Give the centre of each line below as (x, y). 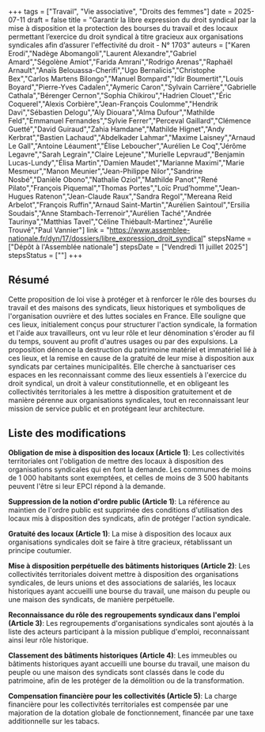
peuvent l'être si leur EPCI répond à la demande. (87, 486)
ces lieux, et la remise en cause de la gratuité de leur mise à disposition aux (131, 358)
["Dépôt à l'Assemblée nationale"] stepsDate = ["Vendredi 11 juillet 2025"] (128, 247)
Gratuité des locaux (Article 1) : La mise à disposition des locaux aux (120, 533)
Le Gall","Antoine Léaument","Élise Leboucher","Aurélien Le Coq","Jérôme (127, 146)
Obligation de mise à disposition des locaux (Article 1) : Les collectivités (127, 452)
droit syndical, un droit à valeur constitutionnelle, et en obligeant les (119, 383)
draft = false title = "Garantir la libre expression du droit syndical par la (142, 20)
